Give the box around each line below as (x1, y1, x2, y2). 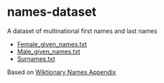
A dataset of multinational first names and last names (7, 27, 158, 35)
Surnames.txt (16, 54, 56, 62)
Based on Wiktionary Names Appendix (7, 68, 117, 76)
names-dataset (7, 4, 97, 20)
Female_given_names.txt (16, 40, 87, 48)
